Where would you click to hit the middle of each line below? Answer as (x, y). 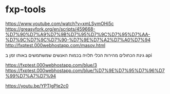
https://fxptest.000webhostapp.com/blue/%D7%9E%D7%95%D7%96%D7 (85, 70)
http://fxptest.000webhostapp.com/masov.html (55, 45)
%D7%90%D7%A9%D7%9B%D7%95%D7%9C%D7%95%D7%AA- (78, 34)
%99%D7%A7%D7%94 (31, 76)
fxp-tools (26, 9)
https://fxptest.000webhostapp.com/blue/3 (51, 65)
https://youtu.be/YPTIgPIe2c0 (37, 86)
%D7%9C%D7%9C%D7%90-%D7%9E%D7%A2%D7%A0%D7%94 (78, 40)
